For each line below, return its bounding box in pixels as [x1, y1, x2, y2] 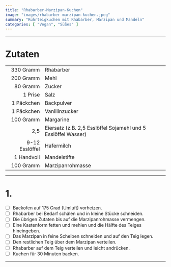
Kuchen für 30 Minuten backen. [12, 251, 79, 257]
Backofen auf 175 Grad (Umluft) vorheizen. [12, 205, 102, 211]
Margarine [45, 116, 70, 123]
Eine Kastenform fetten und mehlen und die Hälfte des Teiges [12, 222, 141, 228]
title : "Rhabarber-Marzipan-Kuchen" [5, 7, 83, 13]
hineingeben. [12, 228, 41, 234]
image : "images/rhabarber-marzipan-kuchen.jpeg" [5, 12, 110, 17]
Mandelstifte [45, 154, 75, 161]
